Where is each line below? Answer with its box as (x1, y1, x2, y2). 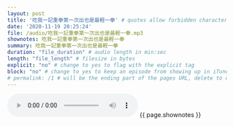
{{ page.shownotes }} (139, 111, 201, 119)
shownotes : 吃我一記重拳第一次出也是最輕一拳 (7, 36, 125, 43)
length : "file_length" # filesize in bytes (7, 55, 136, 62)
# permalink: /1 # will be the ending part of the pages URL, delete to (7, 74, 223, 82)
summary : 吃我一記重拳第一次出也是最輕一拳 (7, 42, 118, 49)
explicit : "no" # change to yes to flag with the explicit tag (7, 62, 195, 69)
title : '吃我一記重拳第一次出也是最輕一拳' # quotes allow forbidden (7, 17, 196, 24)
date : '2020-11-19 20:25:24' (7, 23, 92, 30)
